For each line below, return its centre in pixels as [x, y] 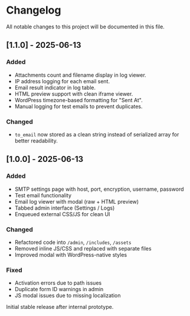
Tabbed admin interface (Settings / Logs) [65, 208]
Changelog [34, 10]
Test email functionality [43, 195]
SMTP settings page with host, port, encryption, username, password [99, 189]
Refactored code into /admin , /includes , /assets [73, 242]
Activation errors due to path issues [58, 283]
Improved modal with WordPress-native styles [71, 255]
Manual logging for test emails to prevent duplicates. [78, 106]
